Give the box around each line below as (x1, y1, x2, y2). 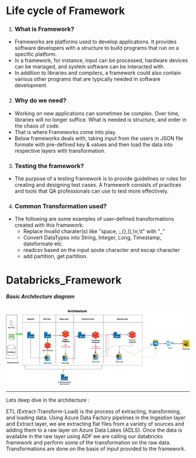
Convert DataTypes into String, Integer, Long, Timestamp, (23, 234, 162, 241)
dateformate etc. (23, 240, 64, 247)
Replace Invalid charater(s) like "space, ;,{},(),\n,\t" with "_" (23, 228, 165, 235)
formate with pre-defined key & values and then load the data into (14, 141, 173, 148)
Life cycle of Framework (6, 4, 125, 18)
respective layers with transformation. (14, 147, 106, 154)
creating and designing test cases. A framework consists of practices (14, 182, 182, 189)
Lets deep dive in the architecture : (6, 397, 90, 404)
